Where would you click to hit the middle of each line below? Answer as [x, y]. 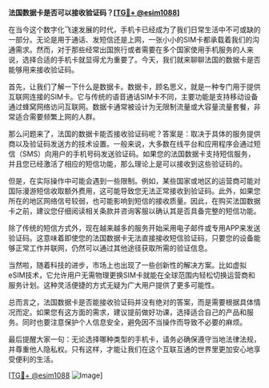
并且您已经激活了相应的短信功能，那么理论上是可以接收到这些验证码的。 [127, 164]
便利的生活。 [36, 359]
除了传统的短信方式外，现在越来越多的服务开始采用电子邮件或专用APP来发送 [134, 228]
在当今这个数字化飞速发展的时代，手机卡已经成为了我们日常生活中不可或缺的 [134, 30]
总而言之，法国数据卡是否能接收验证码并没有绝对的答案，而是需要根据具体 [131, 302]
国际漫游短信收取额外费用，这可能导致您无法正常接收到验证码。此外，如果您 [134, 191]
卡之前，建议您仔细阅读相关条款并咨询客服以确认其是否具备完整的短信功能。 [134, 211]
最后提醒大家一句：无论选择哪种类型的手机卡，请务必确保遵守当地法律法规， [134, 339]
